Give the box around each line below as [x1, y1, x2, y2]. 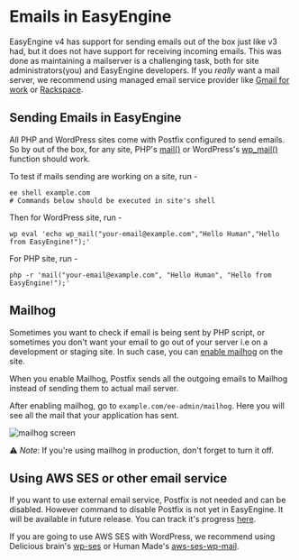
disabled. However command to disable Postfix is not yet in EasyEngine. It [9, 504, 284, 515]
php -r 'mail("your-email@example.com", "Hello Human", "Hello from [9, 271, 272, 280]
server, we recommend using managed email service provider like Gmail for [9, 74, 290, 85]
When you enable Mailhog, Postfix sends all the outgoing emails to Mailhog [9, 372, 288, 384]
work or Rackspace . [9, 84, 84, 95]
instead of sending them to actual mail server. [9, 382, 179, 393]
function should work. [9, 153, 91, 164]
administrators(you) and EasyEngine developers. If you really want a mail [9, 65, 280, 76]
